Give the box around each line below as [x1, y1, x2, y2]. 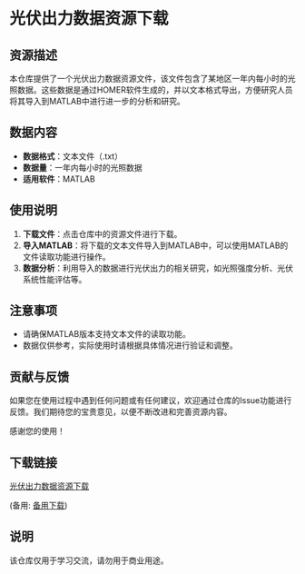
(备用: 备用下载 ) [9, 500, 68, 511]
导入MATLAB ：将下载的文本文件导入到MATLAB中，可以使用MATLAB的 [22, 240, 289, 251]
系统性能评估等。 [22, 273, 87, 284]
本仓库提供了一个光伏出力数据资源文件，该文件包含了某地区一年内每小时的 [9, 74, 288, 84]
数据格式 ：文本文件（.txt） [22, 151, 123, 162]
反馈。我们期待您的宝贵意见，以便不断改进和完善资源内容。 [9, 406, 232, 418]
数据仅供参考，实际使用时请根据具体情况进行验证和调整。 [22, 340, 238, 351]
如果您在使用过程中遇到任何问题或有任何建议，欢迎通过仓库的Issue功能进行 [9, 395, 292, 406]
